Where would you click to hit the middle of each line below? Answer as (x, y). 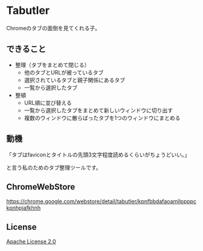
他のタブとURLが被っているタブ (64, 72)
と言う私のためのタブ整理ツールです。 (54, 167)
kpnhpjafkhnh (24, 208)
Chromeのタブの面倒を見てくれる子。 (53, 28)
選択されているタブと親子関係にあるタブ (75, 80)
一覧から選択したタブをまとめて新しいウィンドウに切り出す (98, 110)
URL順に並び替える (48, 102)
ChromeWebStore (41, 186)
